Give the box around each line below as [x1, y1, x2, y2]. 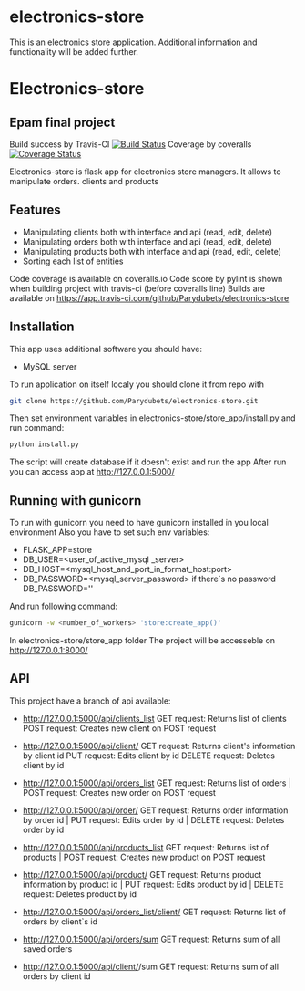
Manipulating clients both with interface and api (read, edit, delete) [22, 226, 273, 237]
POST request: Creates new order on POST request [22, 787, 217, 798]
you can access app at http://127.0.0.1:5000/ [9, 466, 175, 477]
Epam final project [9, 114, 116, 130]
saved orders [22, 943, 73, 954]
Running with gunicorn [9, 493, 142, 508]
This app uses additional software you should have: [9, 343, 203, 354]
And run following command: [9, 600, 118, 612]
